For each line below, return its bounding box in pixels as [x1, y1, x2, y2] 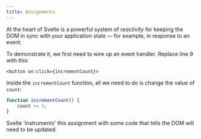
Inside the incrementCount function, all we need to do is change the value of [6, 79, 195, 86]
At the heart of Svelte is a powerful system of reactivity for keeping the [6, 25, 183, 33]
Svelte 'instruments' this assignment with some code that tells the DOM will [6, 120, 194, 127]
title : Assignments [6, 8, 56, 15]
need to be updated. [6, 126, 58, 134]
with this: [6, 56, 29, 64]
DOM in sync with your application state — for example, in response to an [6, 32, 190, 39]
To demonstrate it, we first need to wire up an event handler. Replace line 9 [6, 50, 194, 58]
